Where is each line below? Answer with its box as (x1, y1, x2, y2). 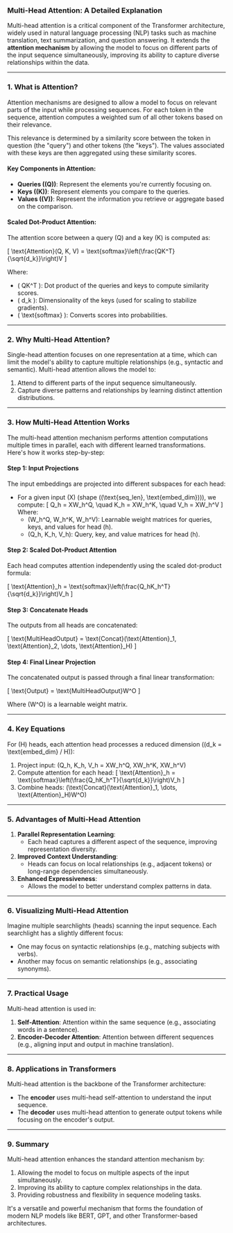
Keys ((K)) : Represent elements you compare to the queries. (17, 187, 191, 196)
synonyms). (17, 964, 51, 973)
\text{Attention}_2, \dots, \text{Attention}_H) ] (7, 642, 137, 651)
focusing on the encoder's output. (17, 1115, 115, 1124)
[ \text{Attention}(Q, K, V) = (7, 247, 85, 255)
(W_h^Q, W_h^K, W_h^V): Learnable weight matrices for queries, (27, 515, 212, 523)
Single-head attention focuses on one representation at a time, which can (7, 351, 217, 359)
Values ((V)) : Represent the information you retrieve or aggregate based (17, 194, 225, 203)
